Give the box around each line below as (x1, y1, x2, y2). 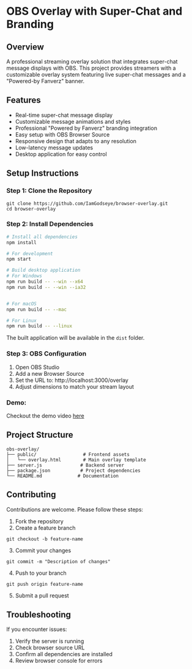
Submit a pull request (15, 592, 69, 599)
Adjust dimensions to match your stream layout (15, 383, 135, 390)
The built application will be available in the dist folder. (6, 334, 145, 342)
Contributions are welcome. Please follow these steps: (6, 506, 144, 513)
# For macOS (6, 301, 37, 307)
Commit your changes (15, 547, 72, 554)
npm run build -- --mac (6, 306, 67, 313)
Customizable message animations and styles (15, 118, 131, 125)
